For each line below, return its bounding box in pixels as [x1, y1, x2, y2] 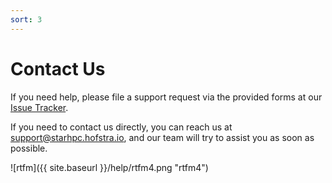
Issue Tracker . [10, 101, 69, 113]
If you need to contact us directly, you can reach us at [10, 121, 233, 133]
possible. [10, 142, 48, 154]
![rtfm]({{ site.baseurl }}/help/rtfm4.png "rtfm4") [10, 161, 209, 173]
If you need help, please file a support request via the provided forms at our [10, 91, 323, 103]
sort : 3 [10, 14, 43, 25]
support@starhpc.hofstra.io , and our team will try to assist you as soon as [10, 131, 315, 143]
